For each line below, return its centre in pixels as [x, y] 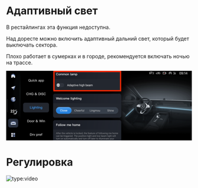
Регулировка [40, 162]
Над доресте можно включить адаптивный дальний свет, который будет [98, 38]
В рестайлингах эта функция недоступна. [58, 27]
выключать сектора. [32, 45]
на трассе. [19, 62]
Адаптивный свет [52, 11]
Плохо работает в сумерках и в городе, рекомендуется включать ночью [98, 56]
